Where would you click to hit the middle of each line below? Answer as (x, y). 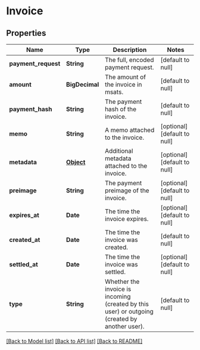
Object (76, 162)
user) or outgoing (129, 311)
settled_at (24, 264)
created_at (25, 240)
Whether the (122, 282)
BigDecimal (83, 85)
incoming (118, 297)
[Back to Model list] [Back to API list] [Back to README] (74, 341)
